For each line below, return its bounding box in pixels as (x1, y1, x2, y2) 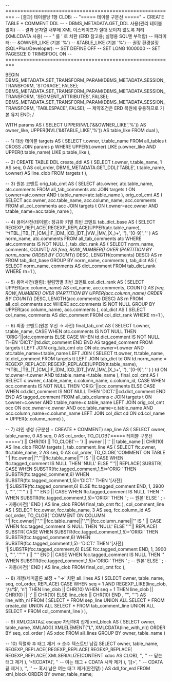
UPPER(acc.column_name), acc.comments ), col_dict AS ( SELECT (5, 306, 146, 312)
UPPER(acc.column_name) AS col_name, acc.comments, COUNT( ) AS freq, (5, 285, 165, 290)
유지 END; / (10, 112, 34, 118)
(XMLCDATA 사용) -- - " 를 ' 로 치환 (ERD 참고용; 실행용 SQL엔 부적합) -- (5, 33, 153, 39)
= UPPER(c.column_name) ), (5, 416, 65, 421)
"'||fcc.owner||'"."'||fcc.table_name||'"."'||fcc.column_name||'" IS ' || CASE (5, 518, 162, 524)
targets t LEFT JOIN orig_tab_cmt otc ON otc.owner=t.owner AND (5, 345, 144, 351)
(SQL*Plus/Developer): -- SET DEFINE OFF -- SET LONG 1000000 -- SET (5, 45, 161, 51)
